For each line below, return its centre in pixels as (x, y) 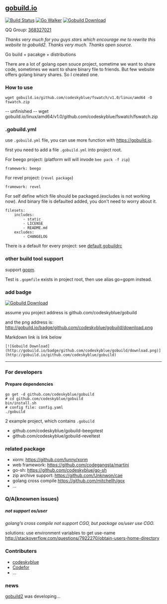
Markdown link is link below (34, 337)
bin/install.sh (21, 403)
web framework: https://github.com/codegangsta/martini (71, 465)
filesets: (15, 211)
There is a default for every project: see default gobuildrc (64, 246)
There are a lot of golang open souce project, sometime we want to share (80, 64)
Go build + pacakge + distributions (41, 54)
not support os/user (26, 511)
